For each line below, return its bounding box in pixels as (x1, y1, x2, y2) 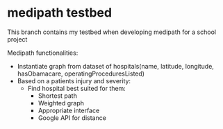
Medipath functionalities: (7, 49, 79, 57)
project (7, 35, 28, 43)
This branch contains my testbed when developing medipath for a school (7, 28, 217, 36)
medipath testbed (7, 5, 113, 21)
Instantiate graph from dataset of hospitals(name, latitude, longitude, (17, 62, 214, 70)
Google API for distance (38, 113, 106, 122)
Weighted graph (38, 98, 85, 107)
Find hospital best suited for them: (27, 84, 126, 92)
